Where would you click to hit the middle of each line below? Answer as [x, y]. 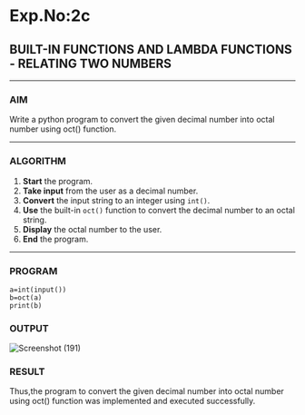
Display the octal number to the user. [92, 229]
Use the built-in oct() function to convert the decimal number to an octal [158, 210]
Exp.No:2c [50, 16]
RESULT [27, 371]
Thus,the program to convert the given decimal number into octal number [147, 391]
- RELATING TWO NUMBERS [91, 63]
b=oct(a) [26, 297]
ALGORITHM [38, 162]
